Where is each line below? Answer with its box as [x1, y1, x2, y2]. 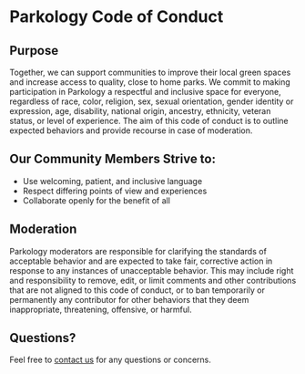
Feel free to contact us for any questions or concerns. [9, 354, 212, 366]
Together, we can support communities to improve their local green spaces [9, 67, 291, 78]
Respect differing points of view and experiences [22, 185, 208, 196]
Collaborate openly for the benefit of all [22, 194, 171, 206]
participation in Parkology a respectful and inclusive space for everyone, [9, 87, 282, 97]
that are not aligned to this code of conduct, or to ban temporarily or [9, 285, 266, 296]
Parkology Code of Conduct [9, 6, 224, 27]
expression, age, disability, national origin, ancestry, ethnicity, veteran [9, 106, 271, 116]
